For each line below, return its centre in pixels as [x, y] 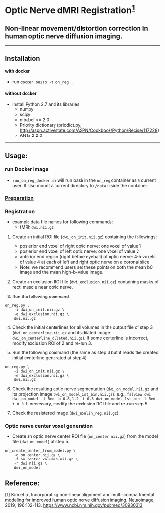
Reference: [22, 483]
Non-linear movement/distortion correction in [77, 28]
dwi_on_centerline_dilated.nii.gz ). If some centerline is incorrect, [80, 338]
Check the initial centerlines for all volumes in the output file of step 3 [82, 327]
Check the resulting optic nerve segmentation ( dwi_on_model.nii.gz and [85, 389]
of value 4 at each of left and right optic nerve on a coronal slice [84, 262]
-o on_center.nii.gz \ [37, 455]
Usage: [16, 155]
